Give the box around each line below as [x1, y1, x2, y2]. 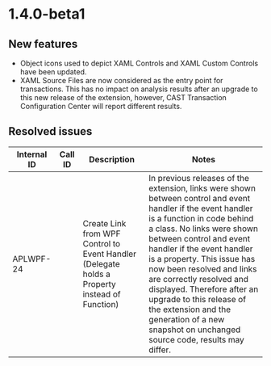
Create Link [82, 217, 127, 229]
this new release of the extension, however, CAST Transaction [19, 93, 227, 102]
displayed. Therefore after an [148, 284, 259, 295]
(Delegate [82, 258, 121, 269]
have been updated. [19, 67, 87, 77]
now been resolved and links [148, 263, 257, 275]
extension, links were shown [148, 183, 256, 194]
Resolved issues [8, 124, 93, 138]
